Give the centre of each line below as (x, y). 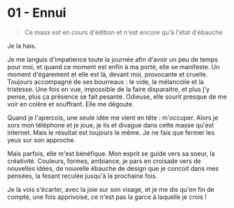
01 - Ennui (37, 13)
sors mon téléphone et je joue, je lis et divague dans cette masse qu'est (111, 125)
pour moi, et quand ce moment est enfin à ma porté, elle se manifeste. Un (113, 67)
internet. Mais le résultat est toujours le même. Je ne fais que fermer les (111, 132)
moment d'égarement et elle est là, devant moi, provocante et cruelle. (108, 74)
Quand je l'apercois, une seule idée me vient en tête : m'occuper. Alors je (113, 118)
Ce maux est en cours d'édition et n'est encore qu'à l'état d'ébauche (123, 32)
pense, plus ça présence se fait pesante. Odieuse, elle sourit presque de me (117, 97)
